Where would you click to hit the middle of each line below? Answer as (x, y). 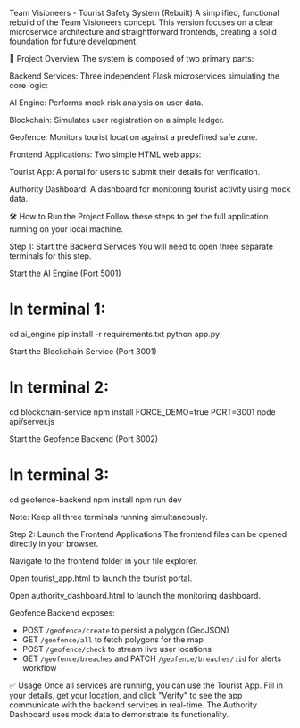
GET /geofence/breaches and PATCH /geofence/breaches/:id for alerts (152, 658)
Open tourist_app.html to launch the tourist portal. (101, 578)
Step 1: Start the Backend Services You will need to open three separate (142, 246)
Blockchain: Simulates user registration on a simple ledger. (117, 120)
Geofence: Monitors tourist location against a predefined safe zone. (133, 137)
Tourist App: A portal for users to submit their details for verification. (135, 172)
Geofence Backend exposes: (62, 612)
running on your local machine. (66, 229)
